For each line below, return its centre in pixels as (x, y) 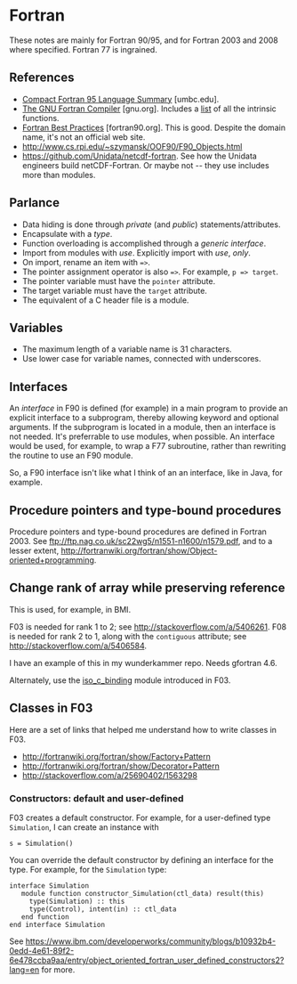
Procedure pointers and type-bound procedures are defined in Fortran (138, 532)
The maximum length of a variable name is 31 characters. (127, 349)
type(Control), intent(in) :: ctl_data (103, 909)
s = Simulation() (41, 843)
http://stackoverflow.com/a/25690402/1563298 (110, 775)
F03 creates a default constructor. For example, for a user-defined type (140, 817)
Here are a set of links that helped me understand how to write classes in (143, 729)
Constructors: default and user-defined (96, 798)
